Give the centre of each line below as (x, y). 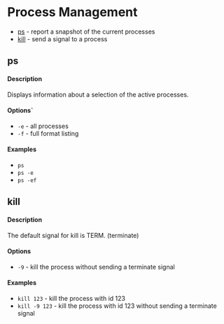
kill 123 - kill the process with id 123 (71, 298)
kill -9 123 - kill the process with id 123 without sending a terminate (117, 306)
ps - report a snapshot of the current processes (86, 31)
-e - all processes (43, 126)
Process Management (72, 12)
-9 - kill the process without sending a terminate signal (96, 267)
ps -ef (27, 180)
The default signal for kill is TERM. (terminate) (73, 235)
